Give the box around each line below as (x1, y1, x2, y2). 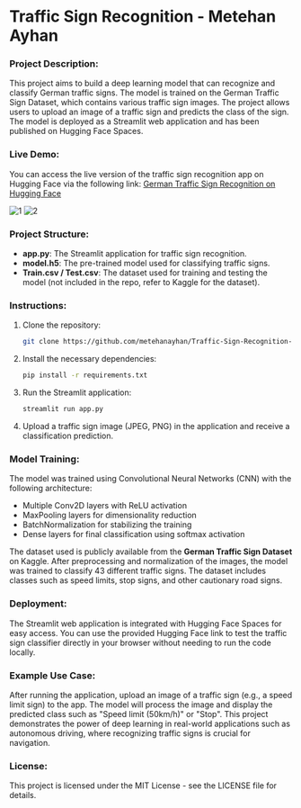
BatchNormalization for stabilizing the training (22, 519, 192, 530)
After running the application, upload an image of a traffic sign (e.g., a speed (9, 689, 293, 700)
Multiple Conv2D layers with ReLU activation (22, 500, 187, 511)
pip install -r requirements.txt (22, 371, 148, 380)
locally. (9, 646, 36, 658)
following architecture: (9, 483, 93, 494)
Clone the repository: (22, 319, 102, 330)
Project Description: (9, 58, 99, 70)
